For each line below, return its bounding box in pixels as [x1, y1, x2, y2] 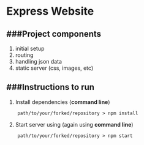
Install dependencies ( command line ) [15, 98, 110, 105]
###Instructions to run [6, 82, 95, 92]
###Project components [6, 29, 102, 39]
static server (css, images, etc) [15, 64, 94, 72]
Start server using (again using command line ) [15, 121, 134, 128]
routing [15, 51, 34, 59]
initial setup [15, 45, 45, 52]
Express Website [6, 4, 94, 18]
